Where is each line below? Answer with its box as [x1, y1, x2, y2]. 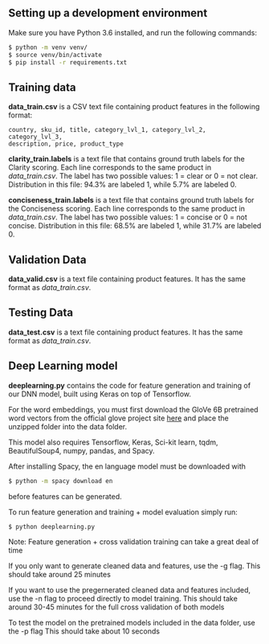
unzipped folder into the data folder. [8, 421, 127, 431]
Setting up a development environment [8, 6, 208, 20]
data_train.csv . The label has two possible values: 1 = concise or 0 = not [8, 212, 247, 222]
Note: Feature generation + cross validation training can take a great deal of [8, 537, 259, 547]
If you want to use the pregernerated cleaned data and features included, [8, 585, 251, 595]
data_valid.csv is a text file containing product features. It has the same [8, 274, 247, 284]
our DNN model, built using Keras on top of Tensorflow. [8, 389, 191, 399]
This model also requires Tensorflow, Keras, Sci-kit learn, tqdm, [8, 437, 218, 447]
